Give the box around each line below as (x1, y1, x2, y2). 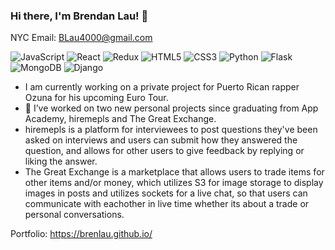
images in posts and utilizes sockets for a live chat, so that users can (24, 187, 308, 199)
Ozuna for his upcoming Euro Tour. (24, 92, 169, 104)
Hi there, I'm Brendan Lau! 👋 (10, 9, 149, 23)
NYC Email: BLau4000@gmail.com (10, 32, 153, 44)
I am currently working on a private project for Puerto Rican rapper (24, 81, 300, 93)
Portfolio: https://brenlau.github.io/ (10, 228, 153, 240)
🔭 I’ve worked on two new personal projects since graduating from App (24, 102, 319, 114)
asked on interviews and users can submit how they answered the (24, 134, 298, 146)
